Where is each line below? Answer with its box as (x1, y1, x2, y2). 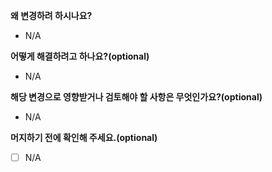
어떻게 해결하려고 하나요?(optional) (10, 50, 150, 62)
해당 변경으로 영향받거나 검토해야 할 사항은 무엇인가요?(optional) (10, 91, 263, 103)
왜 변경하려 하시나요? (10, 10, 93, 21)
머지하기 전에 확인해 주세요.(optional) (10, 132, 158, 143)
